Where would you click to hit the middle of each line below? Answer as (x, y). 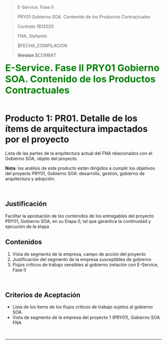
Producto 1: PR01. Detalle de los (71, 118)
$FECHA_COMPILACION (42, 46)
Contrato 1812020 (35, 26)
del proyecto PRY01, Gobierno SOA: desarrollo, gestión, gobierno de (75, 173)
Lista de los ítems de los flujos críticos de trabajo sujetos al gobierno (83, 307)
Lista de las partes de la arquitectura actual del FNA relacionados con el (79, 153)
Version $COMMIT (37, 55)
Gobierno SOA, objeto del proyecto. (42, 158)
